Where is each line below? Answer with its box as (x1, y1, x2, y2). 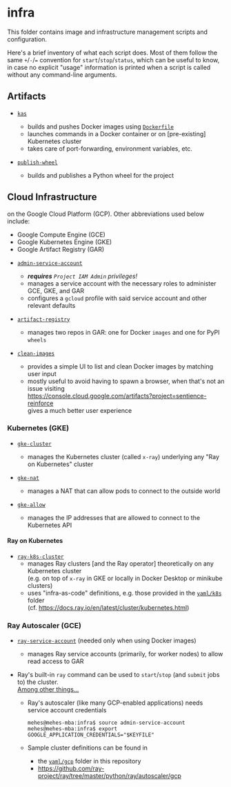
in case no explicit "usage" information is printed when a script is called (7, 63, 211, 71)
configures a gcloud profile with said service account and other (27, 294, 207, 302)
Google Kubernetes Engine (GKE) (17, 237, 112, 246)
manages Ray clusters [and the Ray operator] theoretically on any (27, 559, 214, 568)
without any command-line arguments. (7, 71, 117, 79)
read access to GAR (27, 657, 84, 665)
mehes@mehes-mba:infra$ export (27, 725, 118, 732)
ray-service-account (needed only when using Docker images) (17, 636, 197, 645)
